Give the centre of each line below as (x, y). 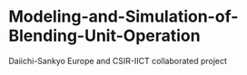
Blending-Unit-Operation (104, 36)
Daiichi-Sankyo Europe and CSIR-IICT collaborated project (118, 61)
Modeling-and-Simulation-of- (123, 17)
